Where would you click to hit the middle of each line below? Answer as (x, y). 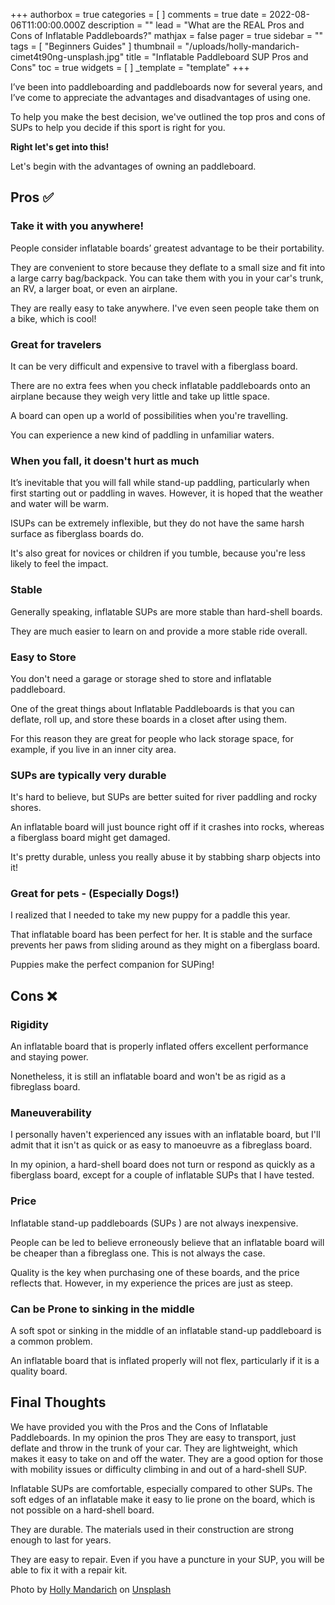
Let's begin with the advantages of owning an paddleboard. (133, 166)
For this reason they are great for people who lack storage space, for (152, 738)
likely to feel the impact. (59, 564)
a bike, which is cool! (53, 318)
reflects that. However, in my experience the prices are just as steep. (152, 1283)
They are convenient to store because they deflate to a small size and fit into (168, 267)
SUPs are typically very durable (88, 775)
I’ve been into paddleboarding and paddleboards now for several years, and (166, 87)
